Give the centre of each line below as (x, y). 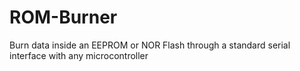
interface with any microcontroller (79, 55)
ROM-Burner (63, 17)
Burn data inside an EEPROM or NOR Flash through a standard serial (150, 45)
